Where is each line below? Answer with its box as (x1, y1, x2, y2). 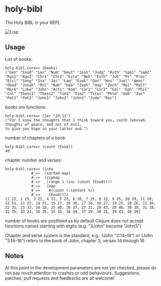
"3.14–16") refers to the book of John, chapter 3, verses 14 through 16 (5, 238, 145, 244)
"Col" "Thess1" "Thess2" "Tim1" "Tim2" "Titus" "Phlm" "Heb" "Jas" (5, 91, 145, 96)
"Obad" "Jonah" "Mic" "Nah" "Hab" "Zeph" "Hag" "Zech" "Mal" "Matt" (5, 82, 147, 87)
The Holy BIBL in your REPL (5, 20, 60, 25)
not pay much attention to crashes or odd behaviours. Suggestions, (5, 270, 141, 276)
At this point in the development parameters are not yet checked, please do (5, 265, 157, 270)
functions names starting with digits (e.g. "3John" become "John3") (5, 223, 141, 229)
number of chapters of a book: (5, 135, 67, 141)
